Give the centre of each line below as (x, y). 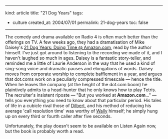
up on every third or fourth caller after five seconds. (58, 116)
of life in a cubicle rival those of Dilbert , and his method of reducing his (78, 106)
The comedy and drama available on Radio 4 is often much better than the (82, 37)
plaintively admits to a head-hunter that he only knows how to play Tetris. (81, 90)
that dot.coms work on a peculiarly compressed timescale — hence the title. (84, 79)
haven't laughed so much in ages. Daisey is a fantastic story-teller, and (78, 58)
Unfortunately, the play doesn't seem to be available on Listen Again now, (81, 126)
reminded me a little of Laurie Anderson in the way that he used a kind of (80, 63)
